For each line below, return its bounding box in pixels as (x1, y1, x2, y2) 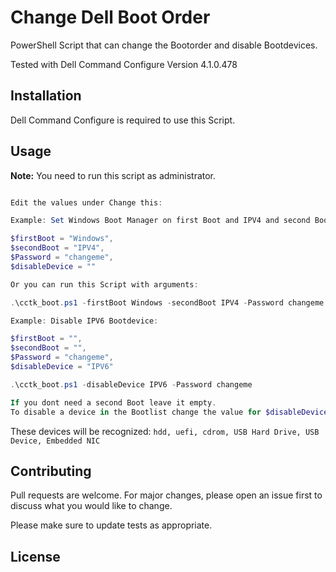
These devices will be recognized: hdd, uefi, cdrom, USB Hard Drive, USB (10, 425, 320, 437)
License (10, 548, 61, 565)
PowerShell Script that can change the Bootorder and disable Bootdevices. (10, 39, 318, 51)
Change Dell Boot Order (10, 6, 211, 29)
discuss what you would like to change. (10, 500, 173, 512)
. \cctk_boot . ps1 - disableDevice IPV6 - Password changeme (10, 379, 253, 390)
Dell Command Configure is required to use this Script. (10, 114, 236, 126)
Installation (10, 87, 82, 105)
